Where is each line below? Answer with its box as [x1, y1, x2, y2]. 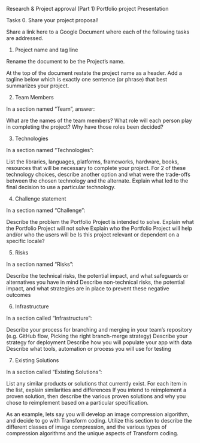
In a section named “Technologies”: [6, 147, 94, 153]
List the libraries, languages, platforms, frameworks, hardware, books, [6, 158, 180, 165]
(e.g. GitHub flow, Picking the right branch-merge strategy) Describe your [6, 332, 188, 339]
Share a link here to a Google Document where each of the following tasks [6, 28, 190, 35]
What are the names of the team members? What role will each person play [6, 117, 192, 124]
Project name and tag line [14, 46, 78, 53]
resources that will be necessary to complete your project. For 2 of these [6, 165, 186, 171]
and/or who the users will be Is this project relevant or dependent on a [6, 231, 180, 238]
